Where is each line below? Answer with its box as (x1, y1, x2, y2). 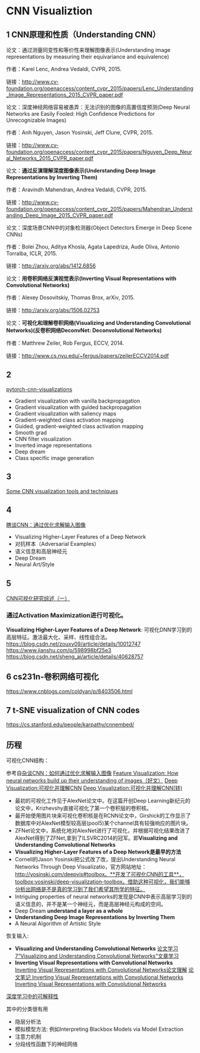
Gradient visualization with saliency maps (14, 410, 117, 417)
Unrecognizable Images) (6, 116, 67, 124)
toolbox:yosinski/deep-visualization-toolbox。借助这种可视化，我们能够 (14, 878, 190, 885)
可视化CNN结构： (6, 757, 49, 764)
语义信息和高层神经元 (14, 548, 67, 555)
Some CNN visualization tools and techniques (6, 487, 118, 495)
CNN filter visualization (14, 435, 71, 443)
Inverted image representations (14, 441, 92, 449)
